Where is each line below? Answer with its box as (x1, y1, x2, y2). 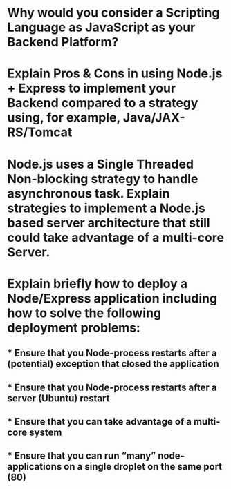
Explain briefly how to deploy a (7, 276, 188, 291)
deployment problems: (7, 320, 140, 336)
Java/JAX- (122, 110, 185, 126)
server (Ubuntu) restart (7, 392, 110, 404)
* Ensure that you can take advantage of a (7, 416, 192, 428)
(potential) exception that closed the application (7, 358, 219, 370)
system (28, 426, 62, 438)
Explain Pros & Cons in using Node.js (7, 66, 223, 81)
